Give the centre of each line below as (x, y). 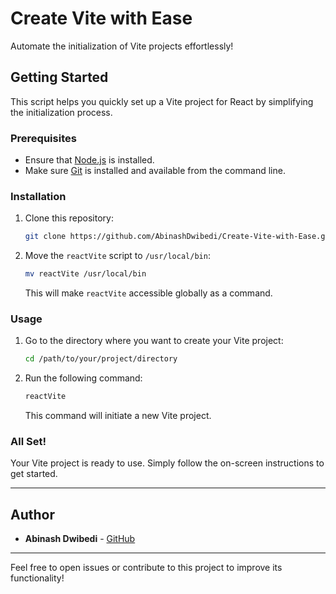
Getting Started (59, 77)
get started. (34, 474)
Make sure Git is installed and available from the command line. (155, 171)
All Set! (28, 442)
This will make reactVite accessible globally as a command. (148, 293)
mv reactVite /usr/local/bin (85, 274)
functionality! (37, 578)
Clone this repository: (69, 218)
